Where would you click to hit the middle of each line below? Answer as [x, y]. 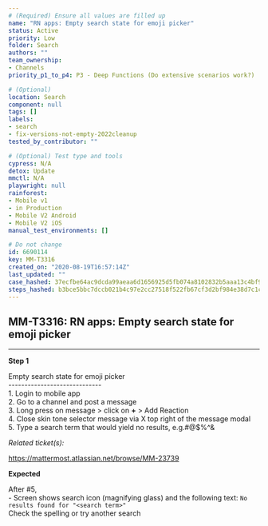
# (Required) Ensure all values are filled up [87, 16]
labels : [21, 120]
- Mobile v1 [28, 201]
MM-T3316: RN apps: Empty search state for [121, 322]
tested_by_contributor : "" [53, 141]
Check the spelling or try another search [75, 513]
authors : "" [28, 53]
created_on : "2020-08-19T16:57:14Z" [69, 267]
